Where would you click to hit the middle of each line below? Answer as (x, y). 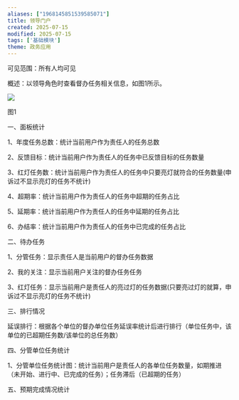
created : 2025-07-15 (38, 27)
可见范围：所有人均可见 (42, 68)
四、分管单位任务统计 (38, 350)
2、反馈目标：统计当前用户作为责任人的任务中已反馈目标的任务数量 (106, 157)
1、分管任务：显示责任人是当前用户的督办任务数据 (80, 257)
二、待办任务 (26, 242)
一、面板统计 (26, 127)
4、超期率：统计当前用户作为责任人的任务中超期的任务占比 (94, 196)
